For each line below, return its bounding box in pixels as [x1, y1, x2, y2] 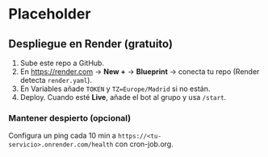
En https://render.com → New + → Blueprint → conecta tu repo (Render [19, 67, 260, 76]
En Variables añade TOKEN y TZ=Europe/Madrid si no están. [19, 84, 211, 93]
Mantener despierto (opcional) [8, 112, 132, 123]
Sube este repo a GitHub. [19, 58, 105, 68]
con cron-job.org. [115, 139, 174, 149]
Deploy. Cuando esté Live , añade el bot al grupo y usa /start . [19, 93, 227, 101]
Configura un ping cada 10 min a [8, 130, 117, 141]
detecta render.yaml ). [19, 76, 93, 85]
